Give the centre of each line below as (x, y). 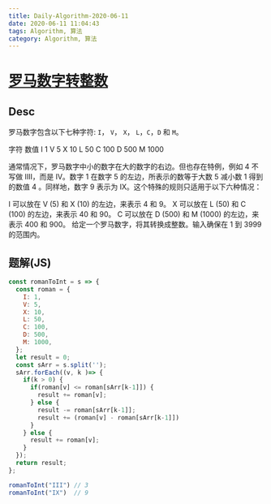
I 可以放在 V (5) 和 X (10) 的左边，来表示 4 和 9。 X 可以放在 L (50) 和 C (127, 205)
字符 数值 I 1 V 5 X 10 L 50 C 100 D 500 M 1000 (86, 149)
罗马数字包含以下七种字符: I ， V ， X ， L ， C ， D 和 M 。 (96, 132)
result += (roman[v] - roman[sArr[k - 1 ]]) (109, 418)
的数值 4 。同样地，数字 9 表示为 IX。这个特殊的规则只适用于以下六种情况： (135, 187)
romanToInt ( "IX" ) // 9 (49, 493)
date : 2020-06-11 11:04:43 (54, 24)
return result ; (41, 463)
